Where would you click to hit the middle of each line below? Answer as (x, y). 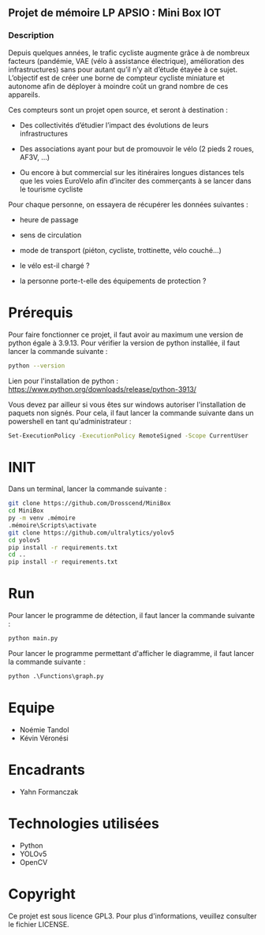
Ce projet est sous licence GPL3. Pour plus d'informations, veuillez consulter (132, 916)
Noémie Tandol (44, 729)
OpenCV (34, 862)
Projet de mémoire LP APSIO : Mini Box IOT (115, 13)
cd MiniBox (26, 511)
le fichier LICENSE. (39, 924)
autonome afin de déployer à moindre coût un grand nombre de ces (118, 86)
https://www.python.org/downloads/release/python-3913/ (103, 389)
